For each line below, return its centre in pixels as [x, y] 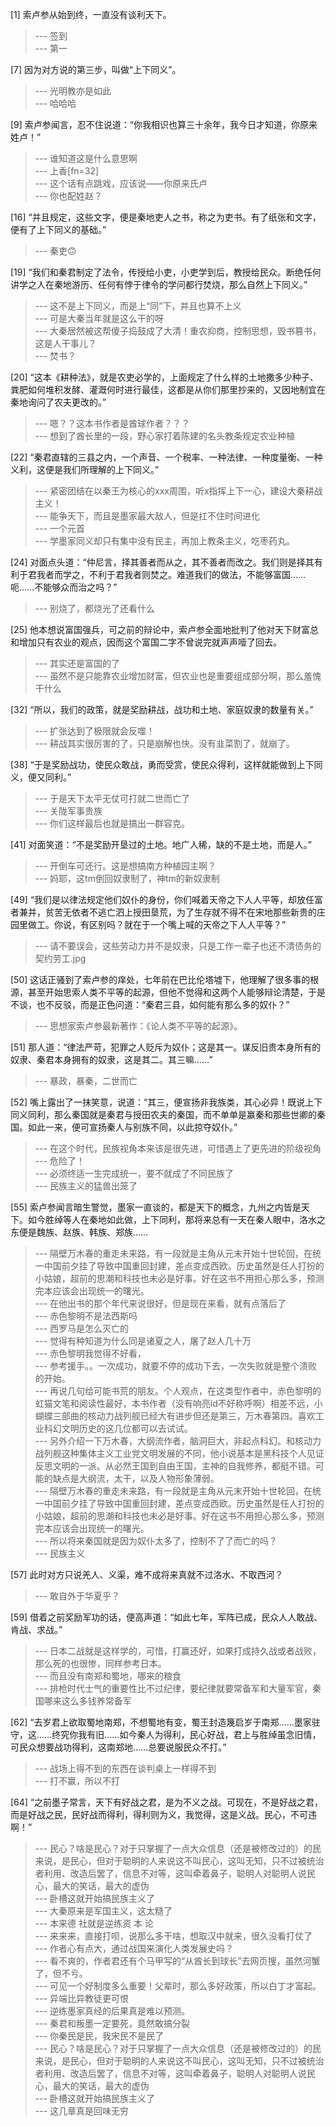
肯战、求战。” [36, 1629]
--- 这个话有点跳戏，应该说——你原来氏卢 [121, 183]
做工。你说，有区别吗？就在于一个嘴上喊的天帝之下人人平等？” [157, 924]
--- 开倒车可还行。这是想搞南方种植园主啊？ [125, 866]
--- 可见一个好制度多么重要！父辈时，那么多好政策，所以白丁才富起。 [178, 1986]
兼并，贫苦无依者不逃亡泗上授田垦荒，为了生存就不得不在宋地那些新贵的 [167, 912]
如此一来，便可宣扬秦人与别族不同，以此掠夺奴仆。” [132, 1127]
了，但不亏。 [61, 1973]
